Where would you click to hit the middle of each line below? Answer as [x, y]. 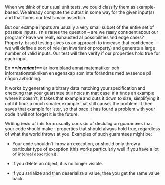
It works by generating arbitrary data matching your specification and [75, 88]
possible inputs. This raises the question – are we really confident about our [82, 32]
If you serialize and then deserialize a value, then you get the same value [86, 173]
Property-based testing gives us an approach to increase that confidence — [82, 43]
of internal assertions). [35, 154]
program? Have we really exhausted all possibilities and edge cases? [75, 37]
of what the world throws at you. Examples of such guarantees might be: [79, 134]
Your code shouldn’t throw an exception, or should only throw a [76, 144]
